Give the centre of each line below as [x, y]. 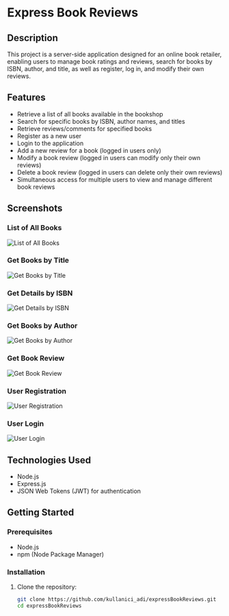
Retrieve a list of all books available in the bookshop [90, 114]
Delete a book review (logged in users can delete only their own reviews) [120, 172]
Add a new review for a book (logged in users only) [89, 150]
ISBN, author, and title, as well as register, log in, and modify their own [106, 69]
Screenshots [35, 208]
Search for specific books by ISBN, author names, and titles [101, 121]
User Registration [37, 391]
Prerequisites [30, 532]
